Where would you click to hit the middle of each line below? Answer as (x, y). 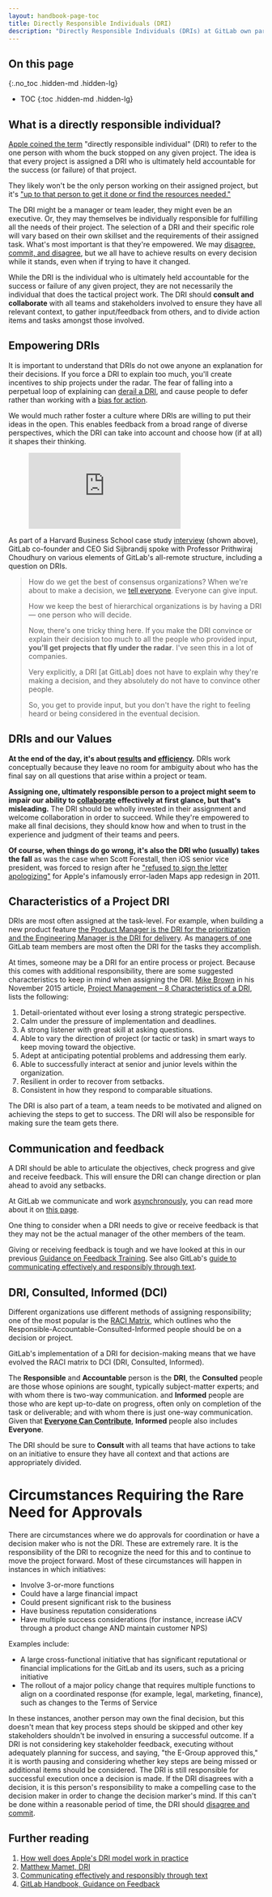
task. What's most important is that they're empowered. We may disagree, (132, 244)
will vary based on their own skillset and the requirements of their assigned (134, 236)
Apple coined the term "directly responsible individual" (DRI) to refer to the (133, 144)
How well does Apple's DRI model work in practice (104, 1858)
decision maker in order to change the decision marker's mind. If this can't (132, 1796)
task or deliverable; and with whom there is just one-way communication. (131, 1412)
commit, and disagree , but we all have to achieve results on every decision (133, 253)
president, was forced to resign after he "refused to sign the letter (118, 867)
